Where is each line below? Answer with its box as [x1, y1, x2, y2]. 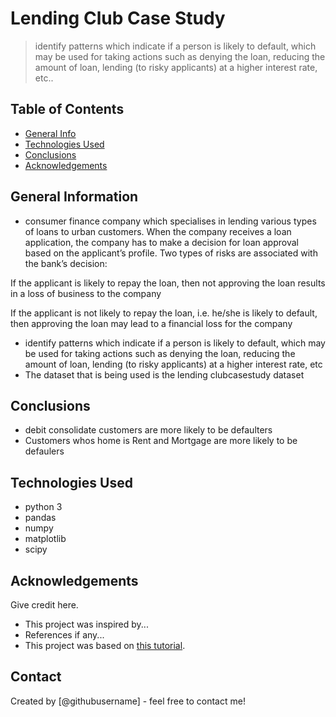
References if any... [24, 629, 105, 641]
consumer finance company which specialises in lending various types [24, 215, 317, 227]
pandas [24, 512, 57, 524]
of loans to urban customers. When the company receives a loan [24, 225, 292, 237]
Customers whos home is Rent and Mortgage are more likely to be [24, 435, 298, 447]
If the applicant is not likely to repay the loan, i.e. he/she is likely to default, [10, 307, 318, 319]
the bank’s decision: [24, 257, 108, 269]
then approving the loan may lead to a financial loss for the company [10, 317, 293, 329]
